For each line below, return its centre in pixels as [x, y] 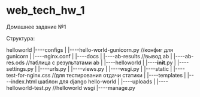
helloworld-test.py [29, 87]
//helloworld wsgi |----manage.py [94, 87]
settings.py [20, 68]
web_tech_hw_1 [46, 10]
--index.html [22, 82]
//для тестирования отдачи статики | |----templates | [119, 75]
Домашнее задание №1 [36, 27]
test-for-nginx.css [28, 75]
